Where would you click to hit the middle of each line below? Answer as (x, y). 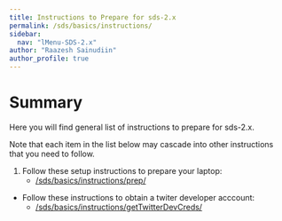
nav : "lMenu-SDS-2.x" (57, 42)
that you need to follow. (52, 154)
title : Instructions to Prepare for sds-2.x (93, 17)
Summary (46, 103)
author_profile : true (49, 59)
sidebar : (25, 34)
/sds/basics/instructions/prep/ (90, 180)
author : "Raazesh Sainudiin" (63, 51)
